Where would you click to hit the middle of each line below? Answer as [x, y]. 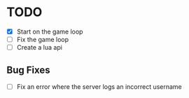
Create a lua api [39, 48]
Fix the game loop [43, 40]
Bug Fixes [28, 70]
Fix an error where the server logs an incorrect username [99, 86]
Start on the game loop [50, 31]
